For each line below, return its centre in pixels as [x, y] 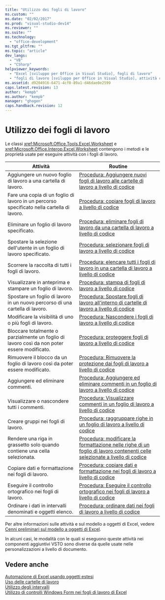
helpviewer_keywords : [27, 69]
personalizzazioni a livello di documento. [46, 549]
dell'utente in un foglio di [36, 248]
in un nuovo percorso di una [40, 302]
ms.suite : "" [18, 32]
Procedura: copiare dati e [108, 465]
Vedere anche [27, 565]
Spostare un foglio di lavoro [39, 296]
